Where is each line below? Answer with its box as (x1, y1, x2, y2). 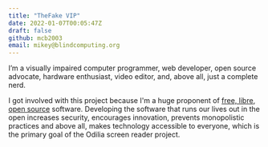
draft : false (8, 26, 52, 34)
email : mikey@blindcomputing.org (8, 42, 120, 50)
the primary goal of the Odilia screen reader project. (8, 129, 181, 140)
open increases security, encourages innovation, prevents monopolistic (8, 113, 245, 122)
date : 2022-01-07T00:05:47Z (8, 19, 103, 27)
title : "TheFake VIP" (8, 11, 81, 20)
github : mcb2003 (8, 34, 63, 42)
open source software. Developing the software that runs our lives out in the (8, 105, 261, 114)
